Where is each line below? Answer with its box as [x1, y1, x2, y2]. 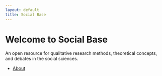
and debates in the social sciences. [5, 56, 78, 62]
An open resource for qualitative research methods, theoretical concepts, [5, 50, 157, 56]
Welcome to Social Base [5, 34, 108, 45]
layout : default [5, 7, 39, 13]
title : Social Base [5, 12, 46, 17]
